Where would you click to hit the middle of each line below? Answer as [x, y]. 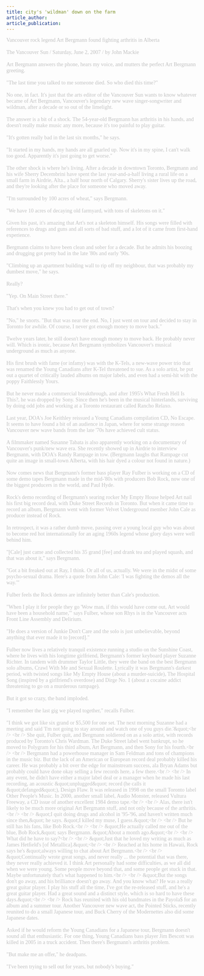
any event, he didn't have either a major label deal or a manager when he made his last [98, 778]
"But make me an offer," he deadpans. [47, 955]
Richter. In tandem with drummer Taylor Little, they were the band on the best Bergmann [101, 662]
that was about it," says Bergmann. [44, 558]
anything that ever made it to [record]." [48, 638]
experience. [19, 235]
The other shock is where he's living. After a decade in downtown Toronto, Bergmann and [102, 168]
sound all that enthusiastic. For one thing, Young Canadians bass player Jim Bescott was [100, 936]
